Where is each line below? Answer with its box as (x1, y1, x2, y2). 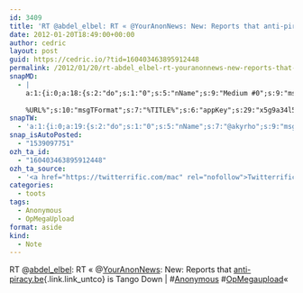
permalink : (9, 64, 50, 73)
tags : (9, 197, 30, 207)
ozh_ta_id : (9, 147, 50, 156)
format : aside (9, 223, 63, 232)
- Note (17, 240, 42, 249)
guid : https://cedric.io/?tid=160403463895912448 (9, 55, 200, 64)
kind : (9, 231, 30, 240)
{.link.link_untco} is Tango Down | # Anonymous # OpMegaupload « (43, 274, 289, 285)
